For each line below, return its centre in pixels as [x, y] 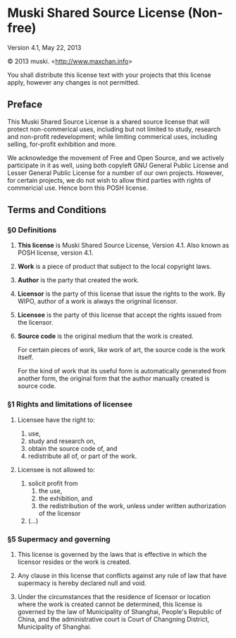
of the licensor [60, 513]
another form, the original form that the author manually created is [113, 378]
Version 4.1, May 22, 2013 [44, 47]
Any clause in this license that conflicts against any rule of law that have [122, 576]
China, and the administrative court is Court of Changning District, [113, 620]
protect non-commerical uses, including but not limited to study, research [114, 129]
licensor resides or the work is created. [74, 562]
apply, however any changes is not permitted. [73, 82]
